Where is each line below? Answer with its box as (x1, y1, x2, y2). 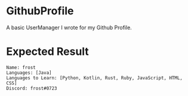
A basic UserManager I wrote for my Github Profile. (6, 24, 132, 31)
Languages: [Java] (6, 70, 52, 76)
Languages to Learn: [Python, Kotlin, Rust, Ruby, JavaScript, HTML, (6, 75, 183, 81)
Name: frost (6, 64, 36, 70)
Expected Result (6, 45, 90, 58)
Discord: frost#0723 (6, 85, 58, 91)
